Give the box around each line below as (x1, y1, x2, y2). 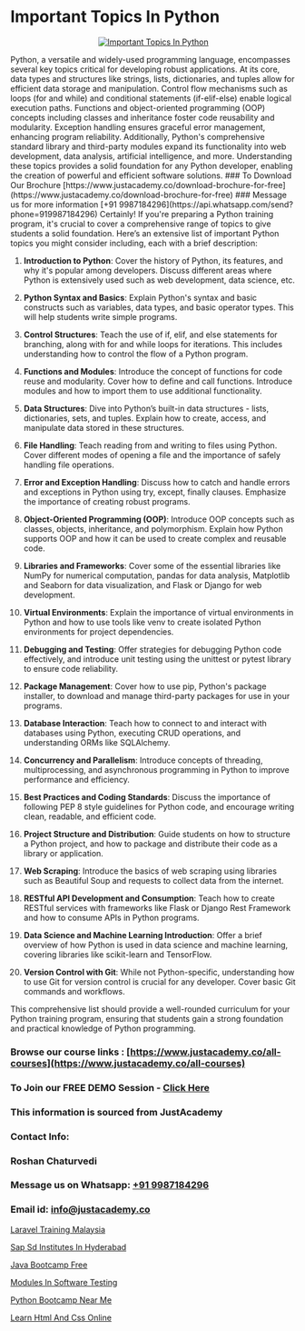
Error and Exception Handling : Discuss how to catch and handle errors (23, 476, 290, 487)
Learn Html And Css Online (10, 1312, 113, 1323)
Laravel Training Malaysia (10, 1224, 106, 1235)
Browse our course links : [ (10, 1046, 131, 1058)
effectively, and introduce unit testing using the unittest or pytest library (23, 653, 291, 665)
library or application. (23, 847, 103, 858)
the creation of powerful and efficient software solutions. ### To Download (10, 170, 292, 181)
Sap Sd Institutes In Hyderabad (10, 1241, 127, 1252)
